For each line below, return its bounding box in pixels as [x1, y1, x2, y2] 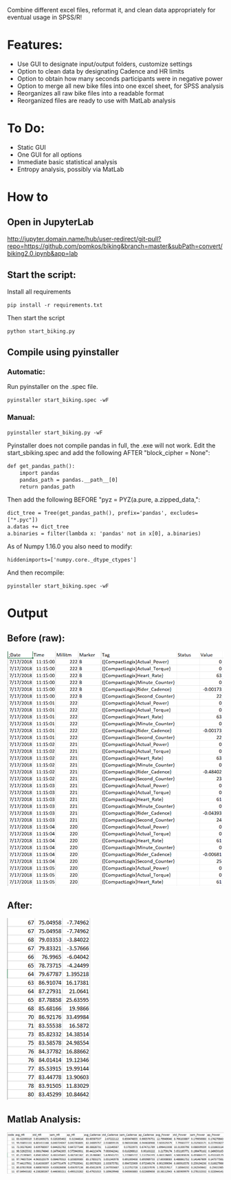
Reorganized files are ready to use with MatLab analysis [16, 96, 176, 104]
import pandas [19, 469, 60, 476]
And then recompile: [7, 568, 65, 577]
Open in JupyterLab [7, 216, 94, 228]
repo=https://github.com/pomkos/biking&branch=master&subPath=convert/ [7, 242, 223, 250]
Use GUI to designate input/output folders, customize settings [16, 60, 192, 68]
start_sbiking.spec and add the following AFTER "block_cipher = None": [7, 448, 210, 456]
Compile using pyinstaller [7, 346, 119, 358]
